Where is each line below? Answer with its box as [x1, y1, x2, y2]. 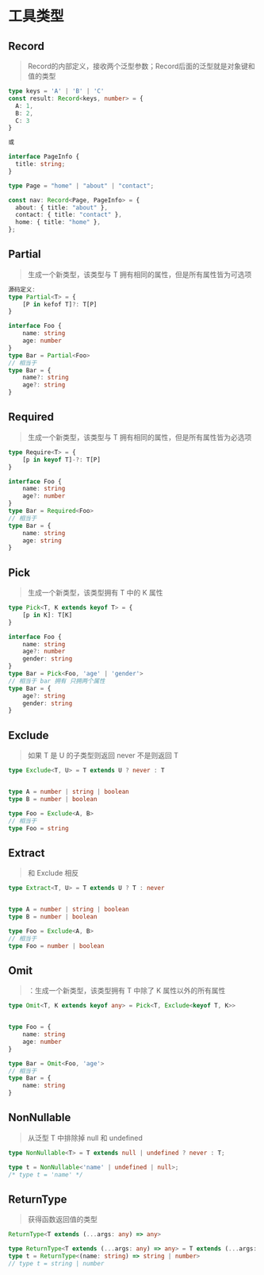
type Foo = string [8, 824, 69, 832]
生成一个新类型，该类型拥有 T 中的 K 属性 [27, 588, 163, 598]
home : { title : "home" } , [15, 218, 101, 226]
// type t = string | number [8, 1259, 105, 1267]
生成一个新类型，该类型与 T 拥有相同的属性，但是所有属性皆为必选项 [27, 432, 252, 441]
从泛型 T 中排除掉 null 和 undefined [27, 1133, 143, 1142]
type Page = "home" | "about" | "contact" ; [8, 182, 155, 190]
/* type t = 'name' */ [8, 1170, 83, 1179]
